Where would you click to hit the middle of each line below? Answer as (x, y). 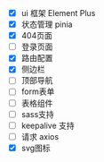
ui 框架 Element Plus (58, 13)
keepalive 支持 (48, 125)
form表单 (38, 91)
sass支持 (37, 114)
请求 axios (40, 136)
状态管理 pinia (47, 24)
